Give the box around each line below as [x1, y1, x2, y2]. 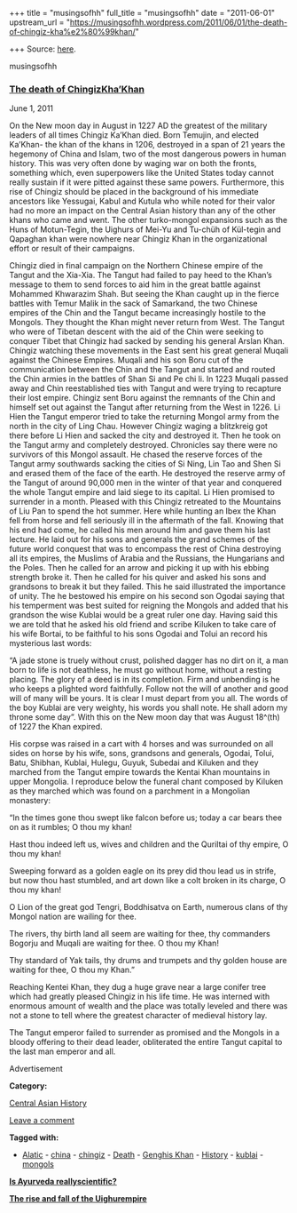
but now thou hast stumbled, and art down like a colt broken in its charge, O [9, 875, 286, 886]
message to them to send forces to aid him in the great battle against [9, 279, 261, 290]
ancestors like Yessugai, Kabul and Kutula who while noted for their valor [9, 196, 276, 207]
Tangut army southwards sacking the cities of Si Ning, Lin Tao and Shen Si [9, 459, 281, 469]
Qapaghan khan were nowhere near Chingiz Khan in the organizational [9, 234, 268, 244]
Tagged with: [9, 1132, 59, 1143]
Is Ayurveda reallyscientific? [9, 1177, 117, 1187]
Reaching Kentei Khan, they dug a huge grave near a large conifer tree [9, 982, 267, 993]
